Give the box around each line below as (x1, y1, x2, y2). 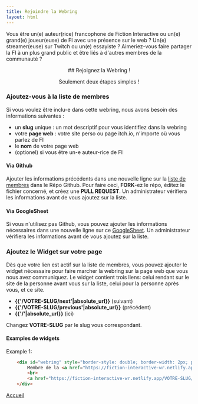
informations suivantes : (6, 112, 65, 119)
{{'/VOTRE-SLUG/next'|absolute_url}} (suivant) (14, 298, 133, 305)
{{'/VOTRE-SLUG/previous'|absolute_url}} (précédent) (14, 303, 151, 310)
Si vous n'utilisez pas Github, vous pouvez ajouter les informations (6, 221, 167, 228)
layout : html (6, 14, 38, 20)
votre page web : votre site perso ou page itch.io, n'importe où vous (14, 130, 180, 137)
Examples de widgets (6, 335, 60, 342)
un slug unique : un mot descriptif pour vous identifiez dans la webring (14, 123, 187, 131)
